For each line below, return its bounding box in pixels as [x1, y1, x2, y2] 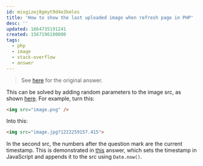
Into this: [6, 117, 28, 125]
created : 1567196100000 [6, 32, 67, 38]
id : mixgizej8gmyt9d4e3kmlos [6, 9, 80, 15]
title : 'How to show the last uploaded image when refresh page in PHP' [6, 15, 194, 21]
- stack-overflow [12, 54, 56, 60]
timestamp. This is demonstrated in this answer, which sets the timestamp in [6, 147, 197, 154]
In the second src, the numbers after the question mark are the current [6, 140, 183, 148]
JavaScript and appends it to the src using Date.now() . [6, 153, 142, 161]
